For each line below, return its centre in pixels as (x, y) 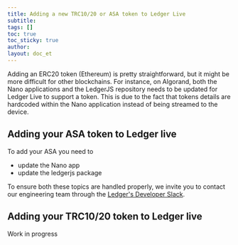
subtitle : (22, 21)
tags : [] (20, 27)
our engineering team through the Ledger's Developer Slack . (96, 194)
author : (19, 47)
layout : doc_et (30, 54)
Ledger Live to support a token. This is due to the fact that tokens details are (119, 96)
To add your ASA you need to (50, 151)
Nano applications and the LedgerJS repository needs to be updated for (113, 89)
